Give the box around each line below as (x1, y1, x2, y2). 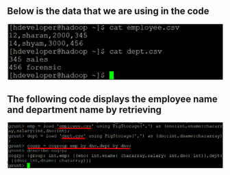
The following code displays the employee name (7, 93, 218, 105)
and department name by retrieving (7, 104, 162, 116)
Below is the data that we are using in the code (7, 5, 209, 17)
